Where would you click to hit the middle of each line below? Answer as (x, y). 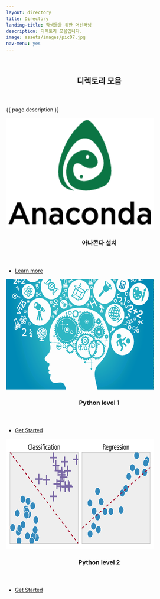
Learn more (29, 271)
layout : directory (29, 12)
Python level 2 (99, 562)
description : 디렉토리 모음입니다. (44, 31)
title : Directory (27, 19)
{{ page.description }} (33, 110)
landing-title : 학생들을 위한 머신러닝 (49, 25)
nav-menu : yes (24, 44)
